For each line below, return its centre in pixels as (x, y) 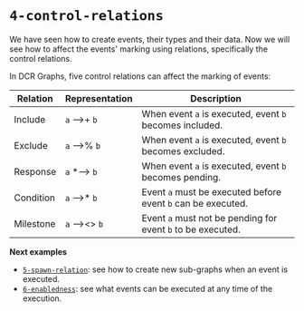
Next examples (38, 251)
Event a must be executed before (212, 191)
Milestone (35, 223)
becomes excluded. (183, 151)
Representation (99, 98)
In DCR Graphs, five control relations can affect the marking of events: (140, 76)
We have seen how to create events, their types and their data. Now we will (150, 39)
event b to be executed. (191, 229)
